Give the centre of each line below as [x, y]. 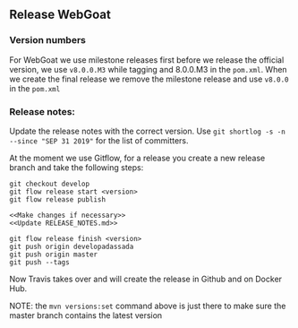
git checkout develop [50, 184]
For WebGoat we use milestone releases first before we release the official [147, 60]
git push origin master [54, 255]
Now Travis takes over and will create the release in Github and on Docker [146, 279]
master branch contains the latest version [86, 315]
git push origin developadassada [72, 246]
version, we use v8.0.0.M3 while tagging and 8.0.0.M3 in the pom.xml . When [149, 69]
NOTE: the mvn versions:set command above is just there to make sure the [148, 306]
